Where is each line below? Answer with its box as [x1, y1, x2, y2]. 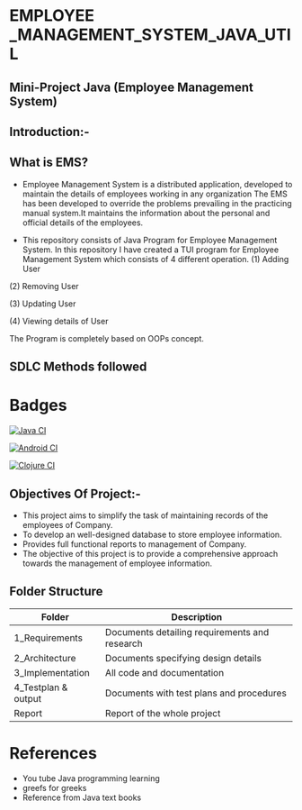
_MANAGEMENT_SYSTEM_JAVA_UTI [9, 24, 292, 45]
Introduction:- [9, 123, 90, 140]
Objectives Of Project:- [9, 486, 141, 501]
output [13, 692, 42, 705]
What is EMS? [9, 155, 88, 170]
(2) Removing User [9, 280, 79, 291]
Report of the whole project [104, 706, 221, 719]
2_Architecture [13, 651, 76, 664]
